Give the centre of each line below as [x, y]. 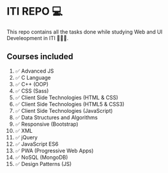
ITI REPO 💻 [35, 12]
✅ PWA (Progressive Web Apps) [54, 151]
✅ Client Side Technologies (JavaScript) [64, 110]
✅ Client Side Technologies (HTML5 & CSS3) [70, 104]
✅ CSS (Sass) [32, 91]
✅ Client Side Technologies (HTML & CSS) [67, 97]
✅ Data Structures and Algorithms [56, 117]
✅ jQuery [26, 137]
